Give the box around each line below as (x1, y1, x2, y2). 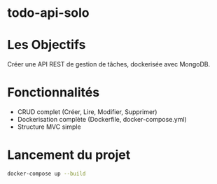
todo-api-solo (7, 5, 90, 21)
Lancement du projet (7, 147, 131, 163)
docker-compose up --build (7, 170, 86, 177)
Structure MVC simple (17, 122, 82, 131)
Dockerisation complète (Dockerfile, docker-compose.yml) (17, 115, 187, 124)
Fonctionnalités (7, 85, 100, 101)
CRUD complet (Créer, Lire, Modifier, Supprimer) (17, 108, 157, 116)
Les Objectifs (7, 37, 86, 53)
